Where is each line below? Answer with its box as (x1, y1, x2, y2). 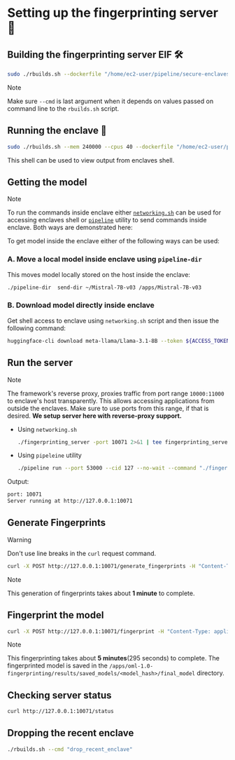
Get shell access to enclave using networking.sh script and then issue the (7, 316, 219, 325)
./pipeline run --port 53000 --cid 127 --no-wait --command (17, 465, 197, 472)
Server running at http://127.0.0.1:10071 (7, 498, 133, 505)
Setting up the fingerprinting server (7, 5, 219, 21)
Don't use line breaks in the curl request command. (7, 549, 157, 557)
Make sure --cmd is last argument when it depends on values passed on (7, 97, 214, 105)
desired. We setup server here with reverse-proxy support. (7, 412, 182, 420)
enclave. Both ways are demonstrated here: (7, 223, 133, 232)
